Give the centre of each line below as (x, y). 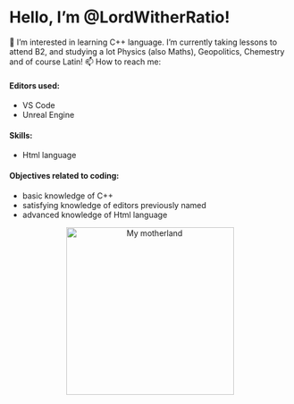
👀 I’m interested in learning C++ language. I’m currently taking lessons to (143, 42)
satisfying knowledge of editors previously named (114, 205)
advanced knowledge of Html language (95, 215)
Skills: (21, 135)
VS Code (38, 105)
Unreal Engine (48, 115)
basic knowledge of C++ (67, 196)
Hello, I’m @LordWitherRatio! (120, 17)
